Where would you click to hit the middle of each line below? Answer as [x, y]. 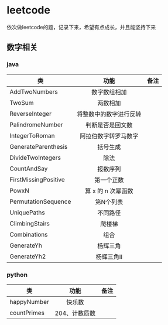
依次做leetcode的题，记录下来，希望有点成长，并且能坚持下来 [81, 27]
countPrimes [27, 313]
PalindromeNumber [36, 125]
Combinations [29, 234]
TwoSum [22, 102]
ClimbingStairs [30, 223]
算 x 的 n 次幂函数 [109, 191]
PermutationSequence [40, 201]
